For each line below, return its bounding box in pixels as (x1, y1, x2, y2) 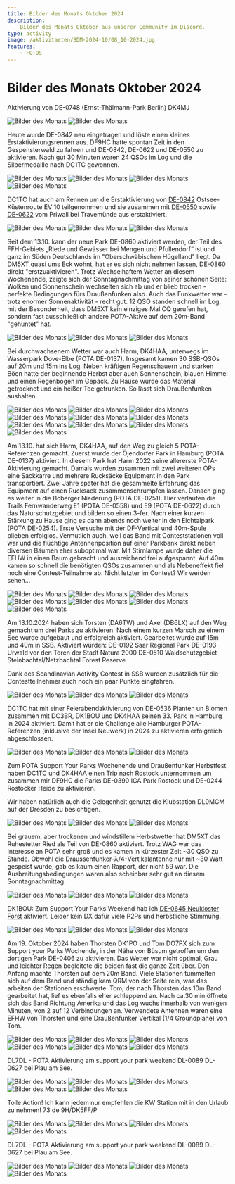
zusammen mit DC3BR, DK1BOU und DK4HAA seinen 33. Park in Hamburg (7, 712, 222, 720)
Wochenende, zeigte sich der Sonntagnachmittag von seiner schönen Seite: (7, 275, 227, 283)
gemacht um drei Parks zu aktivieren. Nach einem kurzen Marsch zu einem (7, 626, 224, 634)
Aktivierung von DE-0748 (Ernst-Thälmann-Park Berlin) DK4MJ (7, 103, 190, 111)
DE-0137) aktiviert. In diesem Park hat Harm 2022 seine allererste (7, 456, 197, 465)
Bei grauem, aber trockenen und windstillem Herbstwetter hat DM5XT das (7, 832, 221, 840)
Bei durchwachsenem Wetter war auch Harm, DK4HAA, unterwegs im (7, 346, 209, 355)
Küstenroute (7, 202, 43, 211)
